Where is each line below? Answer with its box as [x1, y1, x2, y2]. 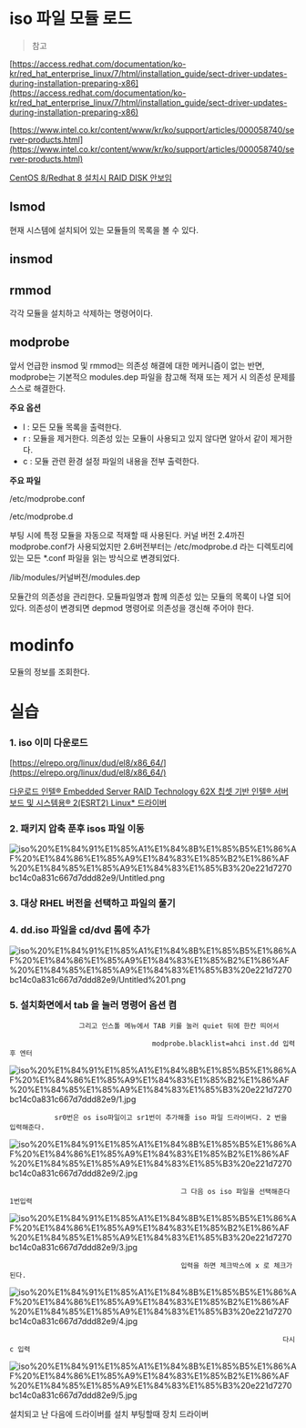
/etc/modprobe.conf [9, 493, 86, 504]
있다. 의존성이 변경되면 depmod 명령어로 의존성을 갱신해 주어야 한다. [9, 602, 254, 613]
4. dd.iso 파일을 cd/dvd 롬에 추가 [9, 923, 150, 936]
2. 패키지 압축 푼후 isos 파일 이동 [9, 822, 145, 835]
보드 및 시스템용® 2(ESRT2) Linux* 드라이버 [9, 798, 167, 809]
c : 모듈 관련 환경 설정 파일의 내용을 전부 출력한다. [22, 455, 199, 466]
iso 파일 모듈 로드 [9, 8, 132, 29]
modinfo [9, 635, 75, 656]
